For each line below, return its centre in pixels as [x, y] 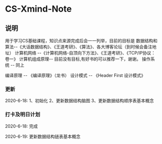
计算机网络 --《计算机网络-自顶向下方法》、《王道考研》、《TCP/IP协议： [85, 53]
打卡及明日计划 [23, 114]
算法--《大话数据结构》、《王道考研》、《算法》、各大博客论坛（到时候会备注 [79, 47]
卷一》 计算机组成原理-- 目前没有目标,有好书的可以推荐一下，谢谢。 [73, 59]
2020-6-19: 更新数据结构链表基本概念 [43, 136]
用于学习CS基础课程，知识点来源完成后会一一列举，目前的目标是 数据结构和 [81, 41]
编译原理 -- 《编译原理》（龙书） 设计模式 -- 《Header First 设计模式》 [75, 75]
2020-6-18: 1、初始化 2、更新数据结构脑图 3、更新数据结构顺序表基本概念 [80, 101]
